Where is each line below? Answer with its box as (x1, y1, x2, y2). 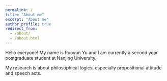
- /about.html (10, 36, 40, 41)
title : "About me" (5, 12, 44, 17)
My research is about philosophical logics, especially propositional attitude (5, 64, 162, 71)
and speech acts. (5, 70, 42, 76)
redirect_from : (5, 26, 38, 31)
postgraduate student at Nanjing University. (5, 55, 97, 61)
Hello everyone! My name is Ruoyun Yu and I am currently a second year (5, 49, 158, 56)
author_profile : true (5, 21, 51, 27)
